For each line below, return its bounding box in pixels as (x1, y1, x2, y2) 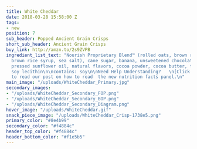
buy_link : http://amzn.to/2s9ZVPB (6, 47, 91, 53)
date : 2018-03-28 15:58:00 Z (6, 14, 77, 20)
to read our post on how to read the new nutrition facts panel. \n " (11, 74, 185, 80)
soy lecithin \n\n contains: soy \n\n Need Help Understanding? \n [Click (11, 69, 191, 74)
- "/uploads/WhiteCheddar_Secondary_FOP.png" (6, 90, 119, 96)
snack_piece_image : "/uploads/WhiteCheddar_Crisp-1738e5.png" (6, 112, 161, 118)
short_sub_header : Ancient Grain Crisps (6, 42, 107, 48)
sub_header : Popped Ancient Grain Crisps (6, 36, 109, 42)
